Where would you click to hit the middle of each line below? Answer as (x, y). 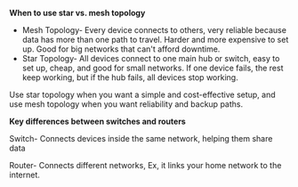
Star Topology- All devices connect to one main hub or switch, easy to (151, 58)
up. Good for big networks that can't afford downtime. (121, 49)
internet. (24, 175)
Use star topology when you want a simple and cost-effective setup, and (142, 94)
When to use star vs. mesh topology (77, 13)
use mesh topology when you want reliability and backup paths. (126, 104)
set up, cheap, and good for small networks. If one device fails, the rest (153, 68)
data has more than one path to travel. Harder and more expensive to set (155, 40)
